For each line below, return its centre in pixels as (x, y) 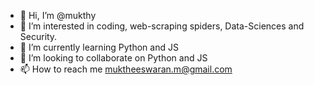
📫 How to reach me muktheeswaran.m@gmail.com (126, 69)
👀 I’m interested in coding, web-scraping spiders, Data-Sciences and (162, 26)
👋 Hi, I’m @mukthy (58, 15)
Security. (38, 36)
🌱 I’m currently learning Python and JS (99, 47)
